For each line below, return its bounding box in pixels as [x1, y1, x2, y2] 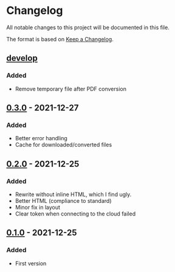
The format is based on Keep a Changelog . [6, 35, 114, 42]
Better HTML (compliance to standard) [15, 197, 112, 204]
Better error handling [15, 135, 68, 142]
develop [6, 53, 38, 64]
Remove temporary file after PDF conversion [15, 85, 126, 92]
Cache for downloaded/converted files [15, 141, 112, 149]
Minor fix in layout [15, 204, 61, 211]
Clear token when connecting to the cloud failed [15, 210, 136, 217]
